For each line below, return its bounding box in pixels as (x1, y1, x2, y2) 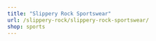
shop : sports (7, 23, 46, 30)
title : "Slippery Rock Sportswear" (7, 10, 112, 17)
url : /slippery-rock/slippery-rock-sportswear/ (7, 17, 150, 24)
